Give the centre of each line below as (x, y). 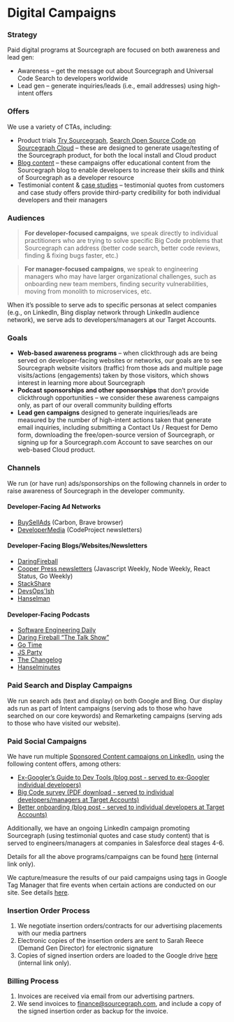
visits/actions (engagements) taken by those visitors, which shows (113, 375)
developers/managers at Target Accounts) (78, 799)
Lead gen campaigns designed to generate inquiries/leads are (107, 413)
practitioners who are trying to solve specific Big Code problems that (124, 241)
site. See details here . (38, 892)
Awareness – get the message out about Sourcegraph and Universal (115, 71)
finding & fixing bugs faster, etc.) (71, 255)
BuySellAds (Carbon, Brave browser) (70, 522)
